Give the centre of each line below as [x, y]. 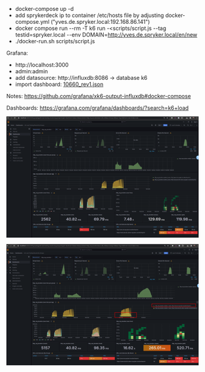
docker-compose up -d [45, 9]
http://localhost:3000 [42, 65]
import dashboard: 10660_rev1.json [59, 84]
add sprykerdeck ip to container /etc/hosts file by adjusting [89, 15]
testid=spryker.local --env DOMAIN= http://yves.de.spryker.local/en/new [106, 35]
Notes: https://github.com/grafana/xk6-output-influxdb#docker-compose [99, 96]
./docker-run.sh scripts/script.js [55, 41]
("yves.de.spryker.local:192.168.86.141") [101, 22]
